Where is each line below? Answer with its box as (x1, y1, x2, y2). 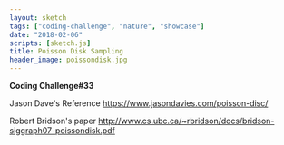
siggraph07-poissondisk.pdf (9, 125, 116, 136)
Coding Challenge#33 (9, 81, 94, 91)
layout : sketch (9, 13, 67, 23)
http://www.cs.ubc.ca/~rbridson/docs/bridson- (98, 115, 275, 126)
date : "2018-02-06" (9, 30, 83, 39)
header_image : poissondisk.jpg (9, 55, 128, 64)
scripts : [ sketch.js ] (9, 38, 92, 48)
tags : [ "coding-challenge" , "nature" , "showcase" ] (9, 22, 205, 31)
